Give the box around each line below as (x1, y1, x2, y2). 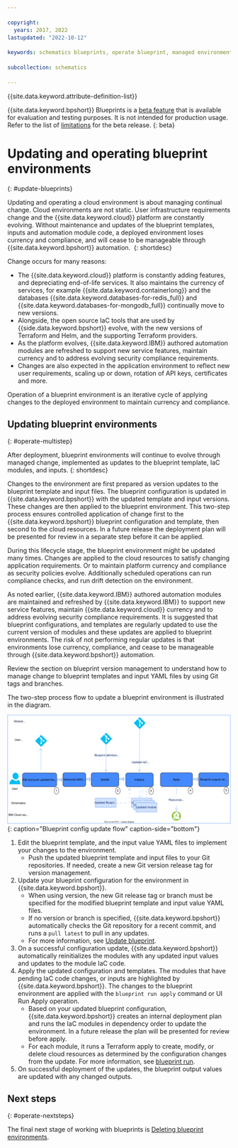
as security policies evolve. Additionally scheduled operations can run (7, 569, 212, 578)
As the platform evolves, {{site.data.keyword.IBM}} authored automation (17, 338, 229, 347)
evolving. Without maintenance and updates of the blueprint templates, (7, 220, 215, 229)
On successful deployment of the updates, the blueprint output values (17, 1064, 222, 1073)
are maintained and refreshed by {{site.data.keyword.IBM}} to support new (7, 597, 226, 607)
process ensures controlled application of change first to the (7, 510, 184, 519)
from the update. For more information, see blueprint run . (28, 1057, 195, 1066)
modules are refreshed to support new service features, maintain (17, 346, 208, 354)
